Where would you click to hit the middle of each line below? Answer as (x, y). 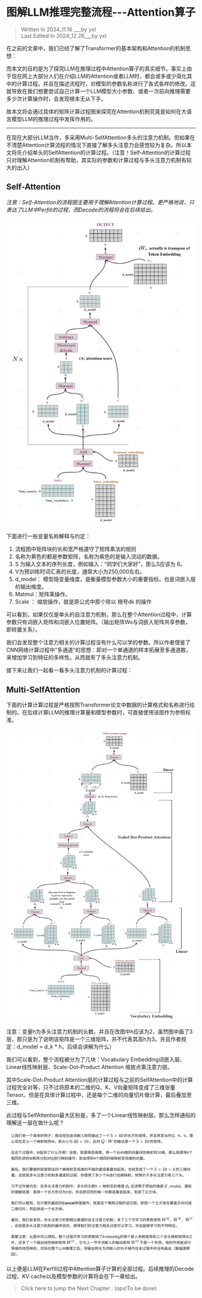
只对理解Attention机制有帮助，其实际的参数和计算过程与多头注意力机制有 (96, 160)
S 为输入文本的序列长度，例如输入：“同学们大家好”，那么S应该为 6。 (100, 564)
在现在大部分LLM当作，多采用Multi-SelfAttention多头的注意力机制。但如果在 (101, 137)
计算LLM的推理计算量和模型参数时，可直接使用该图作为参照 (112, 713)
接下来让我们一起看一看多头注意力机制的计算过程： (69, 670)
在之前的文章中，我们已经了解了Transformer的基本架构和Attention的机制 (96, 48)
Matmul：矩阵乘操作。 (43, 594)
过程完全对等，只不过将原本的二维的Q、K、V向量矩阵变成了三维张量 (91, 1087)
